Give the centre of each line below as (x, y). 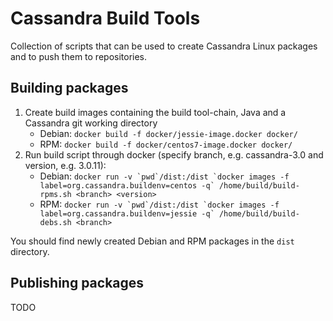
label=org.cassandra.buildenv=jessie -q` (127, 213)
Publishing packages (77, 283)
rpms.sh (55, 194)
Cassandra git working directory (91, 123)
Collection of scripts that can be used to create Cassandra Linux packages (164, 46)
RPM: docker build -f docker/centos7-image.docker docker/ (166, 144)
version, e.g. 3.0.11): (65, 165)
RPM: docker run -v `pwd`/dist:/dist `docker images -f (159, 204)
